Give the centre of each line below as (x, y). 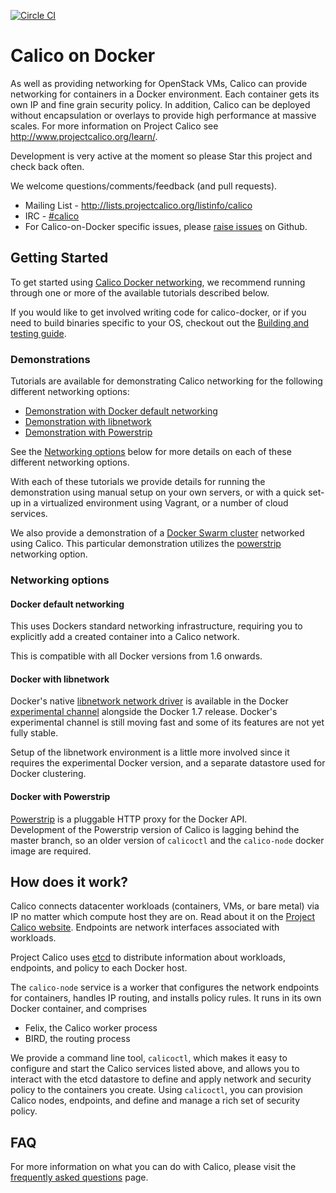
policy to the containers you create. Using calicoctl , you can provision (156, 1090)
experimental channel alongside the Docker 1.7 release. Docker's (144, 712)
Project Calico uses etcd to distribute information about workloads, (148, 957)
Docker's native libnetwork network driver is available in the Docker (149, 701)
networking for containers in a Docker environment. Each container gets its (165, 94)
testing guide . (38, 333)
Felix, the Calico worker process (91, 1028)
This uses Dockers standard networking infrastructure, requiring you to (156, 626)
